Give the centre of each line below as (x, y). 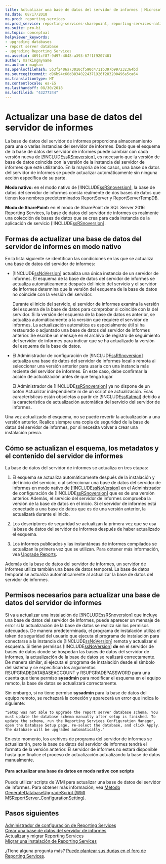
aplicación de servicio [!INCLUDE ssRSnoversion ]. (56, 224)
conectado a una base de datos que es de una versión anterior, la (79, 509)
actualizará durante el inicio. (41, 514)
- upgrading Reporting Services (38, 51)
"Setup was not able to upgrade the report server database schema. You (82, 712)
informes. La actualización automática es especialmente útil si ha (78, 325)
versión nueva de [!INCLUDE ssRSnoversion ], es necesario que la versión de (83, 157)
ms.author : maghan (24, 65)
